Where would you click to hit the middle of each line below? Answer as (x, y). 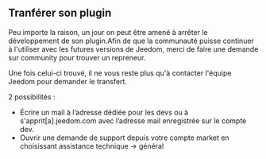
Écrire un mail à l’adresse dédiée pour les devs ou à (104, 112)
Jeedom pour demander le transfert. (67, 81)
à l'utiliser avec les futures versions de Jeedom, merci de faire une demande (133, 49)
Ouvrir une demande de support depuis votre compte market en (124, 138)
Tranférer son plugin (60, 13)
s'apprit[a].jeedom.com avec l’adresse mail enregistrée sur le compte (133, 120)
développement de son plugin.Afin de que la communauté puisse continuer (131, 41)
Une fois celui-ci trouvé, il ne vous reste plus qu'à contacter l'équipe (120, 73)
